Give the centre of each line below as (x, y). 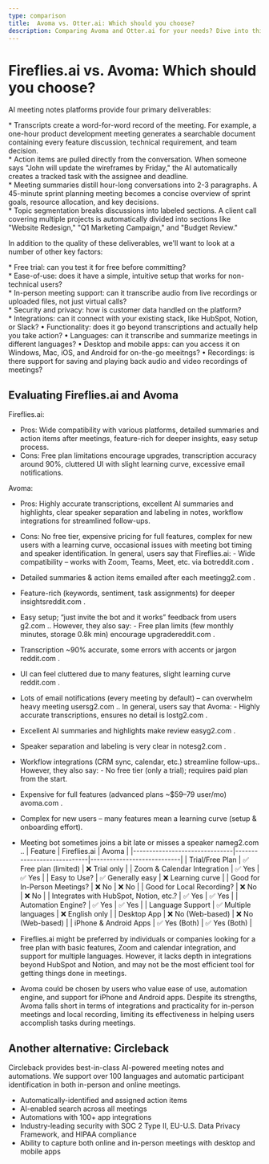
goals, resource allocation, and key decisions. (84, 202)
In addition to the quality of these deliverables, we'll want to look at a (121, 243)
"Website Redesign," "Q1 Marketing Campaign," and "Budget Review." (123, 228)
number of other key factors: (56, 252)
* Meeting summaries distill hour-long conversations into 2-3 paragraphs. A (133, 185)
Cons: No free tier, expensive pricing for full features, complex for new (136, 537)
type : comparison (37, 16)
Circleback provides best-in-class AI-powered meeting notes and (116, 1067)
